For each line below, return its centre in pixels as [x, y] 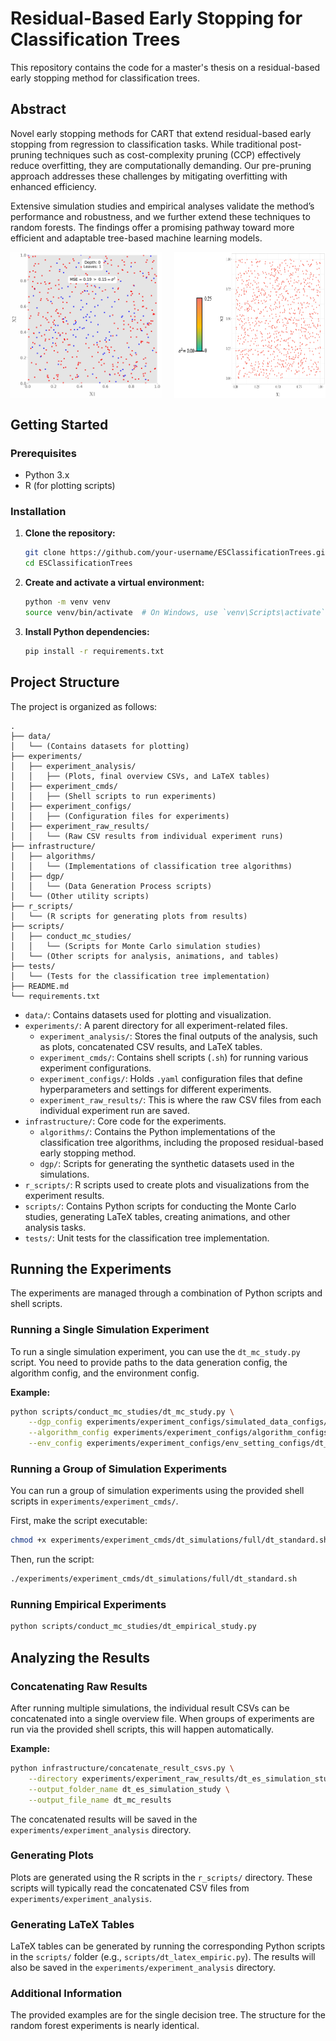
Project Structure [65, 682]
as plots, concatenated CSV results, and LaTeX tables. [151, 1046]
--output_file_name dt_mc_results [100, 1800]
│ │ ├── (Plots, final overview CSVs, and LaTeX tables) [140, 776]
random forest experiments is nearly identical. [105, 2026]
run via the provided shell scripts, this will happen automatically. [142, 1729]
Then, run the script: [52, 1559]
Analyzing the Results [80, 1657]
